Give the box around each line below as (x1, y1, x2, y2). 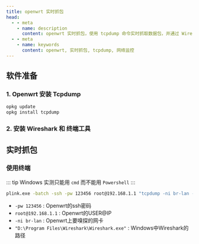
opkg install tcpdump (6, 109, 60, 116)
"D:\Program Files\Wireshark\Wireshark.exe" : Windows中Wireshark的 (14, 224, 189, 232)
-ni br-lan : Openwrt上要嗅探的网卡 (14, 217, 104, 224)
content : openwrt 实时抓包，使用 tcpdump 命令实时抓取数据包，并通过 (21, 31, 179, 37)
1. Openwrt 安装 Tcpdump (6, 90, 81, 99)
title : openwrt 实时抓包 (6, 8, 64, 15)
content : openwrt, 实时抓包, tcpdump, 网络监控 (21, 47, 134, 53)
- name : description (17, 25, 68, 31)
